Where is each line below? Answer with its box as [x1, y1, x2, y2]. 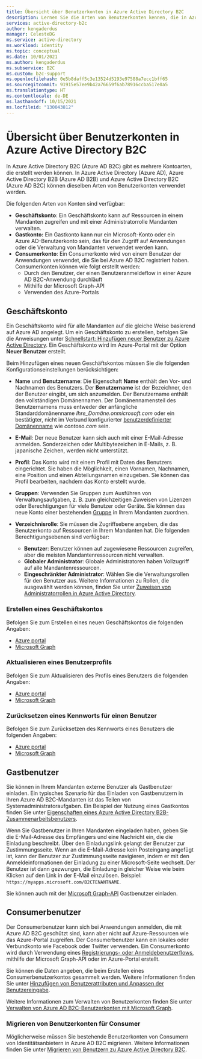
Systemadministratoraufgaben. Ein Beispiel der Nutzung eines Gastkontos [6, 802, 189, 809]
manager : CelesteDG [6, 31, 55, 37]
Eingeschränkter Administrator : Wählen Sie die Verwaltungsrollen [23, 571, 189, 578]
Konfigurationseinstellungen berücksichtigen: [6, 366, 119, 373]
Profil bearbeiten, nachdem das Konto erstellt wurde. [14, 478, 146, 485]
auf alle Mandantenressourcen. [23, 564, 102, 572]
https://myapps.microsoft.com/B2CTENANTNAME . [6, 878, 121, 885]
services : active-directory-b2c [6, 20, 87, 26]
